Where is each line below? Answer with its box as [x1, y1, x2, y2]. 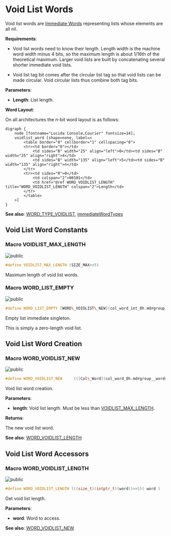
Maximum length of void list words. [5, 271, 79, 278]
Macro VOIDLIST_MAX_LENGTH [5, 241, 86, 248]
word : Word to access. [12, 515, 61, 521]
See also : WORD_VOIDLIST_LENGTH [5, 435, 82, 441]
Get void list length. [5, 495, 46, 501]
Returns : [5, 415, 24, 421]
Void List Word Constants [5, 225, 88, 235]
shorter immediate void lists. [12, 62, 72, 68]
